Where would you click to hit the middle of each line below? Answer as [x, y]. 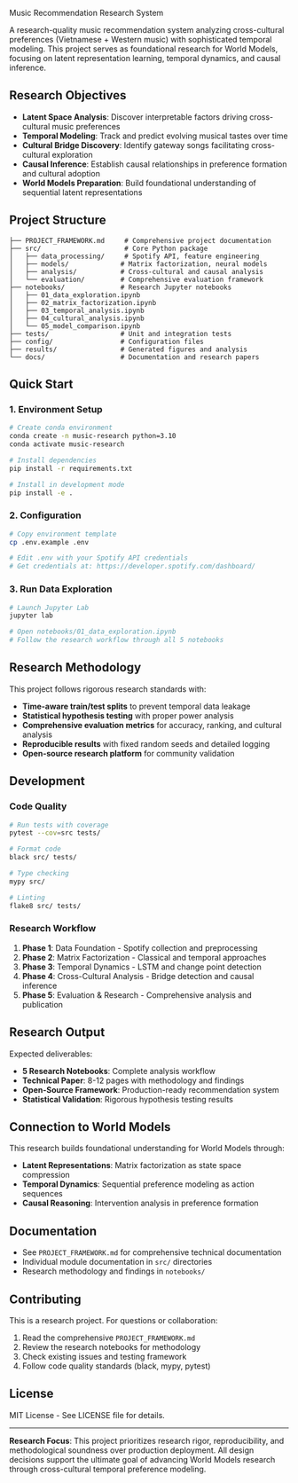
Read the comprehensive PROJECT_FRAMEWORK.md [109, 1338]
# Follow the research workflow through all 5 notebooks [117, 640]
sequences [43, 1194]
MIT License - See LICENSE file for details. [87, 1415]
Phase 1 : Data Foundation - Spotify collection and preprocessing [140, 947]
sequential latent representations [82, 192]
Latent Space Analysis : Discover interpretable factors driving [135, 117]
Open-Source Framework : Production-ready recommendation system [150, 1089]
